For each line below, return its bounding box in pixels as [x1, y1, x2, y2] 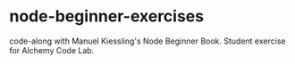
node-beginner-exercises [9, 6, 204, 27]
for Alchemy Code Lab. [9, 44, 95, 55]
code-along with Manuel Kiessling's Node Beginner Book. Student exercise [9, 36, 286, 46]
